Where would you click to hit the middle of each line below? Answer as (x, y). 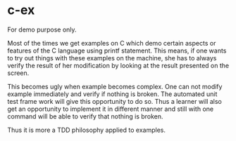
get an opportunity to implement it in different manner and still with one (110, 109)
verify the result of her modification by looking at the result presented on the (118, 65)
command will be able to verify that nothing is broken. (85, 116)
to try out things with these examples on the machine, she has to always (112, 58)
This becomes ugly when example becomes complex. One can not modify (115, 86)
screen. (18, 73)
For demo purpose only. (42, 29)
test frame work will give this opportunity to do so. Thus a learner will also (114, 101)
